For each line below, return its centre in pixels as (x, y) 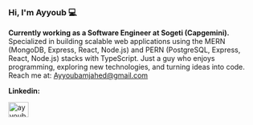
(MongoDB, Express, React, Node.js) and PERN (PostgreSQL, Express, (124, 50)
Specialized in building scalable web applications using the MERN (117, 42)
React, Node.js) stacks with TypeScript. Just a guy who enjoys (112, 58)
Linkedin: (24, 91)
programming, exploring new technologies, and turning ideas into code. (126, 67)
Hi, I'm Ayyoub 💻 (43, 12)
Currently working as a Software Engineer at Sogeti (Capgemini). (119, 33)
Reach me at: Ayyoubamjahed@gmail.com (78, 75)
